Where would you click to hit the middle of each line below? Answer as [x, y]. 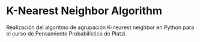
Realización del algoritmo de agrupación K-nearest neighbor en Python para [100, 27]
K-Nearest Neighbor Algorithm [84, 11]
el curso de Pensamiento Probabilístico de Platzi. [67, 33]
